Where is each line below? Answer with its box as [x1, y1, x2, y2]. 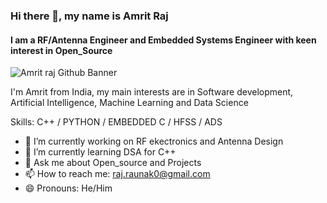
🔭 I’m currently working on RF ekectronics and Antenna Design [24, 135, 284, 148]
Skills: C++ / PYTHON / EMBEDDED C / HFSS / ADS [10, 116, 223, 128]
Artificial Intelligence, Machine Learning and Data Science [10, 97, 249, 109]
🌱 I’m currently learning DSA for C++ [24, 146, 177, 158]
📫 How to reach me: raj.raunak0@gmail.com [24, 168, 211, 180]
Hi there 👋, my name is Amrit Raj [10, 9, 169, 23]
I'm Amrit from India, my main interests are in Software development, [10, 86, 294, 98]
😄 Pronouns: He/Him [24, 182, 113, 194]
